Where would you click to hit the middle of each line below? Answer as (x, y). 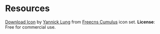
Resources (28, 8)
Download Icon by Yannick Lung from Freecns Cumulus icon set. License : (80, 22)
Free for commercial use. (31, 27)
